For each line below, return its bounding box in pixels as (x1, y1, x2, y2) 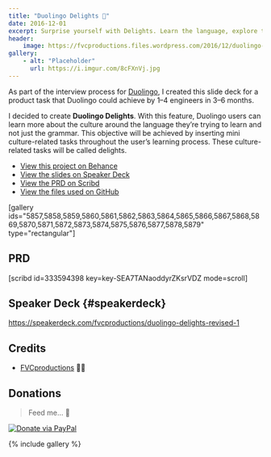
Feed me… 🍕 (27, 408, 70, 417)
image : (23, 42, 45, 50)
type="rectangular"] (8, 228, 76, 238)
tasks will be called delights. (33, 145, 127, 154)
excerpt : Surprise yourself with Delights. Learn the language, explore (8, 27, 258, 35)
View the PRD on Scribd (19, 178, 100, 188)
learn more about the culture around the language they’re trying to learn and (8, 119, 262, 129)
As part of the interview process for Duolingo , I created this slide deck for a (8, 87, 259, 96)
